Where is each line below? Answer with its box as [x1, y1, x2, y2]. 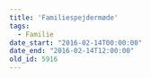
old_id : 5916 [9, 55, 58, 64]
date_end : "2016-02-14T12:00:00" [9, 47, 135, 56]
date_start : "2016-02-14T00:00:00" [9, 38, 143, 48]
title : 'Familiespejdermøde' [9, 13, 119, 22]
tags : [9, 22, 30, 30]
